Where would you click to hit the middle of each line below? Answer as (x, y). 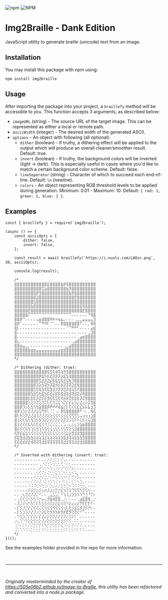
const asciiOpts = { (35, 236)
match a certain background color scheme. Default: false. (79, 169)
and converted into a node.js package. (45, 592)
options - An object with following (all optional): (61, 137)
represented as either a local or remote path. (58, 126)
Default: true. (33, 153)
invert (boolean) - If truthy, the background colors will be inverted (88, 158)
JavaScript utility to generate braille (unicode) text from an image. (73, 42)
